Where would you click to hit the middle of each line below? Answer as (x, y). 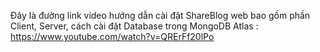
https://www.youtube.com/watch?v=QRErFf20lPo (112, 36)
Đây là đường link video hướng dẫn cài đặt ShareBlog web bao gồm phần (160, 15)
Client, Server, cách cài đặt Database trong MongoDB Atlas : (134, 26)
